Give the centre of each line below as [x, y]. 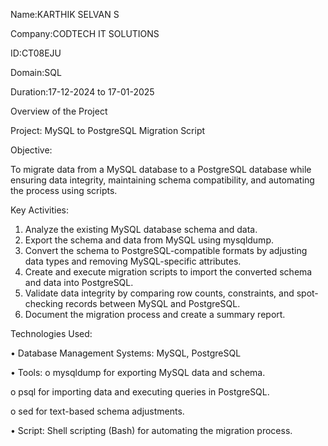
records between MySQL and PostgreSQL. [153, 303]
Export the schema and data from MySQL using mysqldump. [149, 240]
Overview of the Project [59, 111]
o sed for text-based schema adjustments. [97, 411]
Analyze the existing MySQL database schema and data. [141, 229]
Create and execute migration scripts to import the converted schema [168, 272]
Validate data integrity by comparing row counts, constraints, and [159, 293]
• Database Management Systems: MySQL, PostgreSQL [126, 353]
